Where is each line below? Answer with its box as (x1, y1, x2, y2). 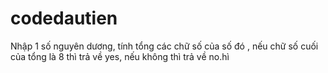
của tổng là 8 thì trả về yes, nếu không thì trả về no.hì (10, 50, 230, 62)
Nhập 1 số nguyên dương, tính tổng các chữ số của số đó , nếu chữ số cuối (10, 40, 319, 52)
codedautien (10, 7, 118, 30)
